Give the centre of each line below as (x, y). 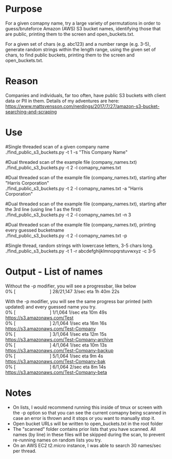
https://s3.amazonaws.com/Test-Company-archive (59, 339)
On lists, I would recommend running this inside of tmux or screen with (88, 407)
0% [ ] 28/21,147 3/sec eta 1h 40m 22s (62, 291)
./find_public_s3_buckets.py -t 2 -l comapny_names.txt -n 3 (68, 215)
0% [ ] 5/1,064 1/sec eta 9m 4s (54, 356)
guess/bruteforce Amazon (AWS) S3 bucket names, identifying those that (83, 28)
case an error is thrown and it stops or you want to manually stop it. (84, 418)
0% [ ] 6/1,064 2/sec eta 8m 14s (56, 367)
